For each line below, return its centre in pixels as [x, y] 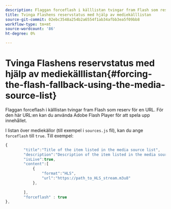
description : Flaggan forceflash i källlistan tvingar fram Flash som [82, 10]
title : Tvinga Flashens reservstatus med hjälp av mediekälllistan [78, 15]
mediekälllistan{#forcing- [97, 74]
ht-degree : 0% [20, 34]
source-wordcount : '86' [31, 29]
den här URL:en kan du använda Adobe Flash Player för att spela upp [78, 115]
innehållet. [16, 121]
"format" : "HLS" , [59, 173]
